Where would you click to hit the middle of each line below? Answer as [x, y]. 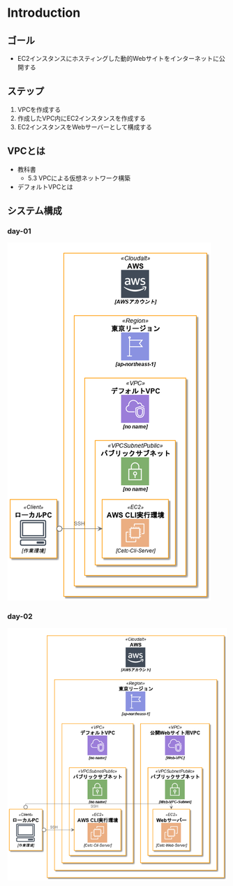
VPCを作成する [39, 109]
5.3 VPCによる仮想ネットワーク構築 [79, 178]
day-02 [20, 616]
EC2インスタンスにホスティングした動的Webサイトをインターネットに [118, 58]
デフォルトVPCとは [45, 187]
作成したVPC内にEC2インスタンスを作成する [82, 118]
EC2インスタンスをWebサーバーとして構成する [84, 126]
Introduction [44, 13]
